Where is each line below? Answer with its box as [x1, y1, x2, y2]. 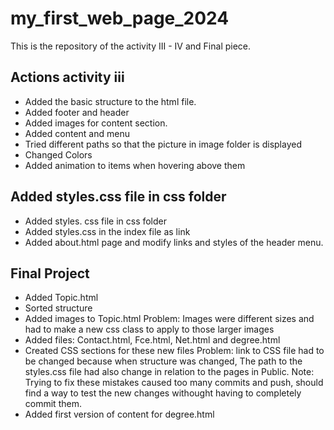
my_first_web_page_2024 [10, 7, 230, 30]
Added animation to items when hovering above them [24, 159, 246, 171]
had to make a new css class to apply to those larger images [24, 323, 275, 336]
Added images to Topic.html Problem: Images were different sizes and [24, 313, 315, 325]
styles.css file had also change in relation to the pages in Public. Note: [24, 366, 315, 378]
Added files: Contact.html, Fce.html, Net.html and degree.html [24, 334, 281, 346]
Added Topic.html [24, 292, 99, 304]
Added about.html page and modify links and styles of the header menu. [24, 236, 324, 248]
